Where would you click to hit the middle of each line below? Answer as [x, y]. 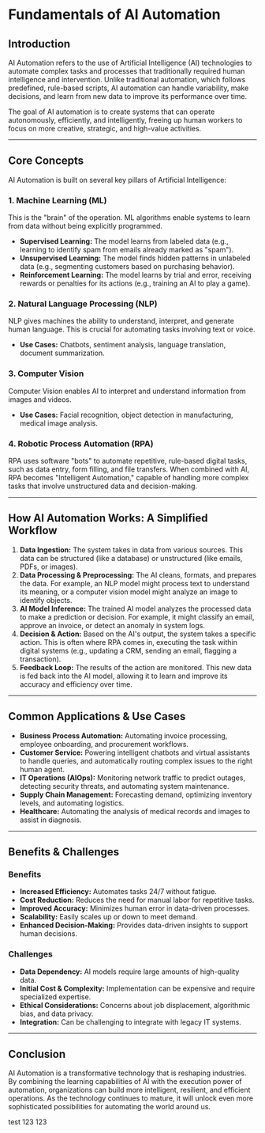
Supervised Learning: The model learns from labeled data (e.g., [124, 241]
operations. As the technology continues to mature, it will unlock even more [131, 1098]
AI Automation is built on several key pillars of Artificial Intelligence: [118, 180]
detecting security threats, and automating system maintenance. [125, 786]
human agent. [42, 769]
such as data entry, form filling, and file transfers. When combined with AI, [129, 469]
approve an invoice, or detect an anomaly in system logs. [112, 625]
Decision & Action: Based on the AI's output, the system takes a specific [138, 634]
